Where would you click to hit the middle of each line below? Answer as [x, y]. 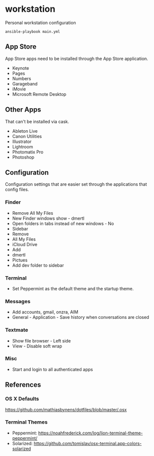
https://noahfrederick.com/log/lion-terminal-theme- [91, 433]
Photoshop [23, 157]
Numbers [22, 78]
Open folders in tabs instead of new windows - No [63, 223]
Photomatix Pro [28, 152]
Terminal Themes [26, 422]
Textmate [17, 330]
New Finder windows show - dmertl [48, 218]
